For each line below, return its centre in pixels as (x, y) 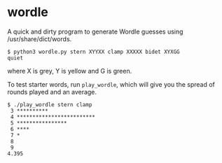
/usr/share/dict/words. (40, 38)
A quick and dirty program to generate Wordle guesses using (95, 31)
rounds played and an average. (52, 92)
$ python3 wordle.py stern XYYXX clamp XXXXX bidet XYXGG (93, 52)
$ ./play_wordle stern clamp (50, 105)
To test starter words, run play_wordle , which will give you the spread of (111, 84)
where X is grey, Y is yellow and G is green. (70, 71)
